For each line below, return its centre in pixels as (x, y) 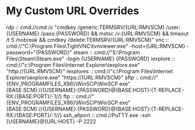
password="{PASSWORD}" (39, 52)
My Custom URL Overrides (73, 11)
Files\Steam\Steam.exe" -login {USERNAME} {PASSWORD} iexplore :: (91, 58)
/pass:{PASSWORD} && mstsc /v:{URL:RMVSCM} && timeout (115, 33)
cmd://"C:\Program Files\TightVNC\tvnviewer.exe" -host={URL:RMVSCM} (96, 46)
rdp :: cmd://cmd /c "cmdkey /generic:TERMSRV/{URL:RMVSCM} (86, 27)
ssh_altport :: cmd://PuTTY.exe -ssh (107, 115)
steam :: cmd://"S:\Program (106, 52)
